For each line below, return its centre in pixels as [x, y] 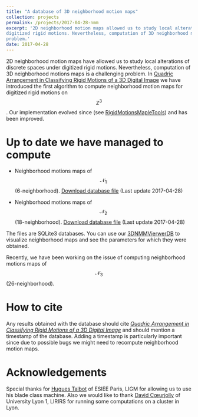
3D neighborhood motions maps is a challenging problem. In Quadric [90, 74]
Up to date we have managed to [85, 142]
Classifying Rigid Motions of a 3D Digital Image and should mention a [90, 330]
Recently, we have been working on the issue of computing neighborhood [96, 257]
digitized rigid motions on [37, 92]
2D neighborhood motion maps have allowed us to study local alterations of [98, 61]
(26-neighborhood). [30, 283]
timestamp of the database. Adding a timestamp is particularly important [94, 336]
